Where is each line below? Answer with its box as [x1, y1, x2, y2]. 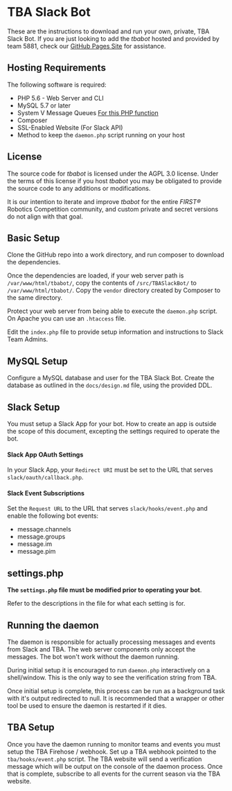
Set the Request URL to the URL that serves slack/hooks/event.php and [7, 504, 208, 513]
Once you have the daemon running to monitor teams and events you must [7, 740, 220, 748]
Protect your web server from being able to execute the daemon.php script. [7, 307, 218, 316]
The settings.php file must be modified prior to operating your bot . [7, 586, 202, 594]
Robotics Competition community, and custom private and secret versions [7, 205, 219, 213]
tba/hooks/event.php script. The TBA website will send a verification [7, 754, 202, 763]
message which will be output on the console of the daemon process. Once [7, 762, 223, 770]
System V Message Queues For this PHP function [17, 108, 159, 117]
